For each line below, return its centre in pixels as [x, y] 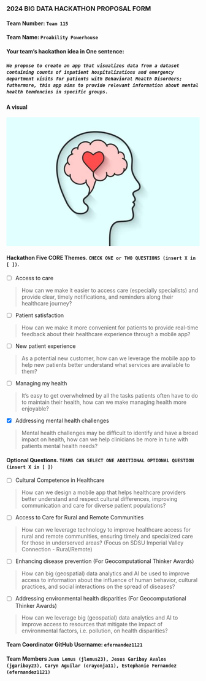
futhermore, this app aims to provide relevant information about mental [103, 85]
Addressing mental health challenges [62, 420]
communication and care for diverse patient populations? [93, 506]
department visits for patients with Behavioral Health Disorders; [94, 79]
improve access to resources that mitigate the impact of [92, 624]
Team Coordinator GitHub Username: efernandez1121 [74, 645]
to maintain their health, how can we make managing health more [104, 402]
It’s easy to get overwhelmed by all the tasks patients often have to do [109, 396]
